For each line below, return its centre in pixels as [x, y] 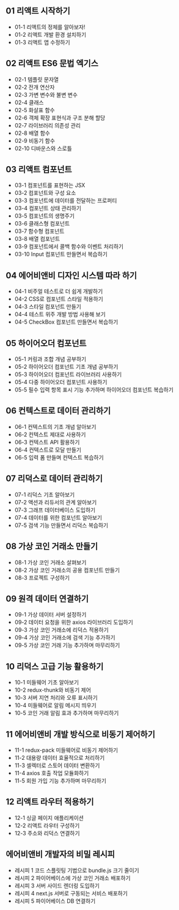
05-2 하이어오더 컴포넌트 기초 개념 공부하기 [66, 367]
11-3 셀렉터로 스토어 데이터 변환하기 [57, 765]
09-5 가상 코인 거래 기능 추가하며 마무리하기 [67, 645]
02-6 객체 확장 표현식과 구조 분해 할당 [60, 118]
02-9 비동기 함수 [35, 140]
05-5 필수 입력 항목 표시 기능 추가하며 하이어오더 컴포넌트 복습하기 [94, 390]
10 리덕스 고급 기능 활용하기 [55, 666]
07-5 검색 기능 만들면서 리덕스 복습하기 [61, 525]
